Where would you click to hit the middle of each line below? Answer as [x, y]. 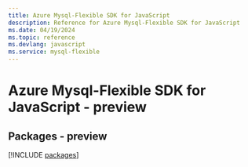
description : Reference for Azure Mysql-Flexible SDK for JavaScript [124, 23]
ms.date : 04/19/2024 [42, 30]
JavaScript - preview [78, 107]
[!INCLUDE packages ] [44, 155]
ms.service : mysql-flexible [54, 52]
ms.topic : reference [42, 37]
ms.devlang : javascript [47, 45]
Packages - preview [58, 136]
